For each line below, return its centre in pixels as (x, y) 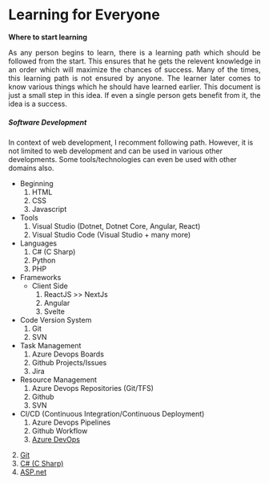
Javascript (49, 209)
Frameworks (40, 277)
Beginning (36, 183)
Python (44, 260)
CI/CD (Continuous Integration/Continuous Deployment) (112, 413)
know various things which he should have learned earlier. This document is (134, 87)
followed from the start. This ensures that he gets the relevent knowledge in (134, 61)
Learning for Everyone (84, 15)
